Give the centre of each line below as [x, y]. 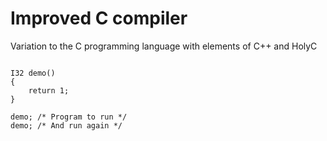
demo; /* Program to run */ [69, 117]
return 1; [49, 90]
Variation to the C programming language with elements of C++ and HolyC [164, 46]
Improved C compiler [99, 18]
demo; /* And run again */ [66, 125]
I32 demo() [33, 73]
